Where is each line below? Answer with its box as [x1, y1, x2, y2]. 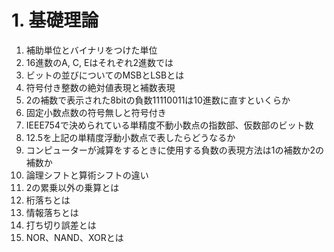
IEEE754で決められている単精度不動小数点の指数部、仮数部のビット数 [25, 119, 314, 131]
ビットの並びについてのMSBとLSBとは [25, 69, 185, 81]
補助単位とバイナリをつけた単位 [25, 44, 158, 56]
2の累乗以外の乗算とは [25, 181, 120, 193]
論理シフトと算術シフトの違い [25, 169, 149, 181]
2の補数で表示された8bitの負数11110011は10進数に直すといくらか [25, 94, 291, 106]
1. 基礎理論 [11, 9, 99, 32]
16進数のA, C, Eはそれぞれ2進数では [25, 56, 174, 68]
